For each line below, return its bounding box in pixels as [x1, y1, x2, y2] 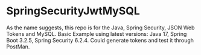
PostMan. [6, 43, 30, 50]
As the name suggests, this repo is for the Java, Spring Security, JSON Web [6, 24, 195, 31]
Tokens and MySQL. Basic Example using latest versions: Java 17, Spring [6, 30, 187, 37]
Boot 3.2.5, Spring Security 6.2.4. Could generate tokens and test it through [6, 36, 194, 44]
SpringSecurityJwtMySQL [6, 4, 140, 18]
